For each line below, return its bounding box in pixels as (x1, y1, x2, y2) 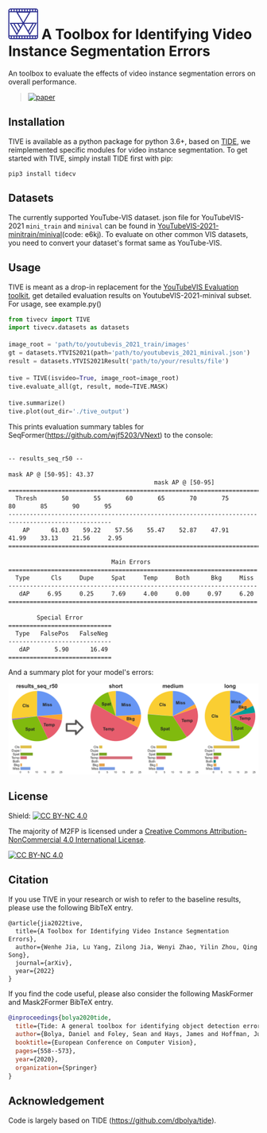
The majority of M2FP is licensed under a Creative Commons (8, 826, 208, 836)
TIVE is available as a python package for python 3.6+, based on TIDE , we (8, 136, 251, 146)
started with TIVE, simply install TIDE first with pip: (8, 153, 173, 163)
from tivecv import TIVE (8, 315, 91, 324)
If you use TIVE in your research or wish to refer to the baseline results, (8, 894, 242, 904)
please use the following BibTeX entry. (8, 902, 133, 912)
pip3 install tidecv (8, 169, 77, 178)
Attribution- (209, 826, 248, 836)
